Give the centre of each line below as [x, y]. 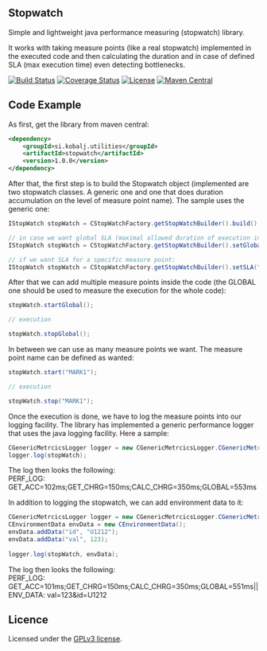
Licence [29, 620]
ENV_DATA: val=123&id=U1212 [58, 594]
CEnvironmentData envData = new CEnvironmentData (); [97, 524]
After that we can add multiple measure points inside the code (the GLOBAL [132, 283]
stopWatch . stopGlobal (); [49, 334]
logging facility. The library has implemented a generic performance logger [131, 424]
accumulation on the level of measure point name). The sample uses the [126, 201]
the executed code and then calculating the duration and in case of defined [132, 56]
